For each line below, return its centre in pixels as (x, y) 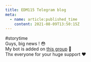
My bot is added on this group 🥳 (38, 49)
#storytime (17, 38)
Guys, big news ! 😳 (25, 44)
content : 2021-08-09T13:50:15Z (47, 24)
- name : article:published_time (44, 19)
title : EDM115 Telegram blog (36, 10)
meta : (11, 15)
